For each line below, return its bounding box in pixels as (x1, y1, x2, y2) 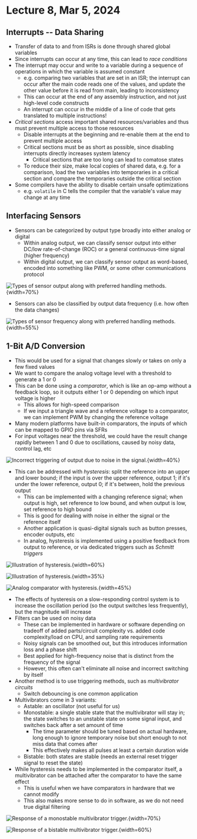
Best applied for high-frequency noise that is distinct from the (23, 652, 175, 659)
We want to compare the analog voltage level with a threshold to (14, 369, 172, 377)
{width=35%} (72, 573, 105, 580)
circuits (14, 683, 33, 690)
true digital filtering (23, 803, 70, 810)
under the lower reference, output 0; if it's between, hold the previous (14, 480, 185, 487)
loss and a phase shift (23, 646, 77, 653)
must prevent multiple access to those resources (14, 125, 134, 131)
